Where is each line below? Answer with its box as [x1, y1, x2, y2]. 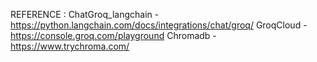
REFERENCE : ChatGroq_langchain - [10, 9, 160, 20]
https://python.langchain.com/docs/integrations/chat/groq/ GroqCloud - [10, 19, 308, 31]
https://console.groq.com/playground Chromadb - [10, 30, 217, 41]
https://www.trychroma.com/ [10, 40, 130, 52]
